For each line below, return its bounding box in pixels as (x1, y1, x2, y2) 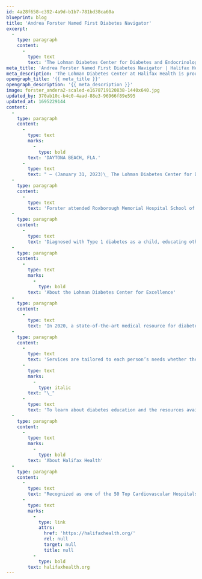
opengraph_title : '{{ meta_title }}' (6, 76, 101, 82)
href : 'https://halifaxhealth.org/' (44, 530, 136, 537)
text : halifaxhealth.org (28, 564, 90, 570)
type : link (38, 519, 66, 525)
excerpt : (6, 25, 28, 32)
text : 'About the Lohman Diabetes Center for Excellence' (28, 289, 176, 296)
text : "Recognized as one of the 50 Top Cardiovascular (28, 491, 171, 498)
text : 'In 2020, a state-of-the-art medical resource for (28, 323, 176, 329)
